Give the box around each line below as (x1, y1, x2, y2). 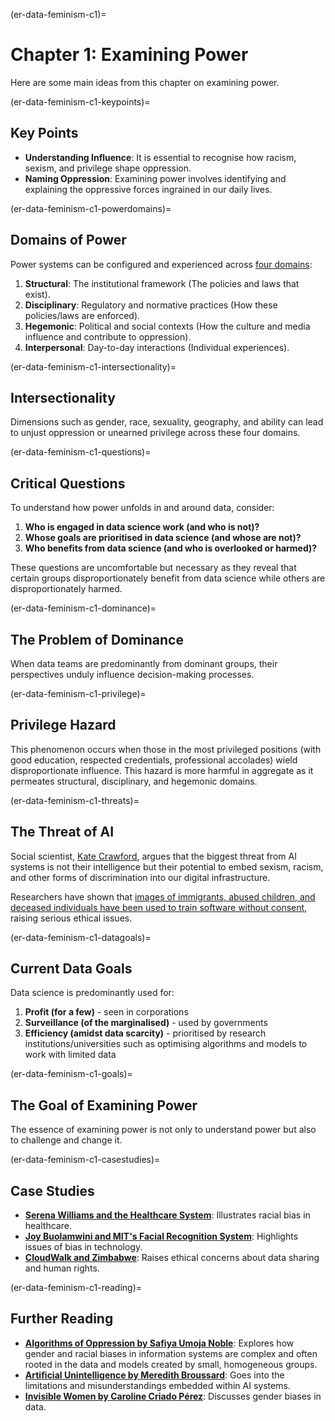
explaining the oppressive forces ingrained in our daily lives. (24, 183, 273, 195)
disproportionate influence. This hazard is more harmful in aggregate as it (10, 764, 314, 776)
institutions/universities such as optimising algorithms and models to (24, 1038, 308, 1050)
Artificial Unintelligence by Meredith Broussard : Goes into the (24, 1369, 285, 1381)
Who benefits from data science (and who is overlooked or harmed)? (24, 542, 318, 554)
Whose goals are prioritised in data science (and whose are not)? (24, 532, 302, 544)
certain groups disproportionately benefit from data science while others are (10, 572, 326, 584)
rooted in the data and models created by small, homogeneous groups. (24, 1358, 318, 1370)
